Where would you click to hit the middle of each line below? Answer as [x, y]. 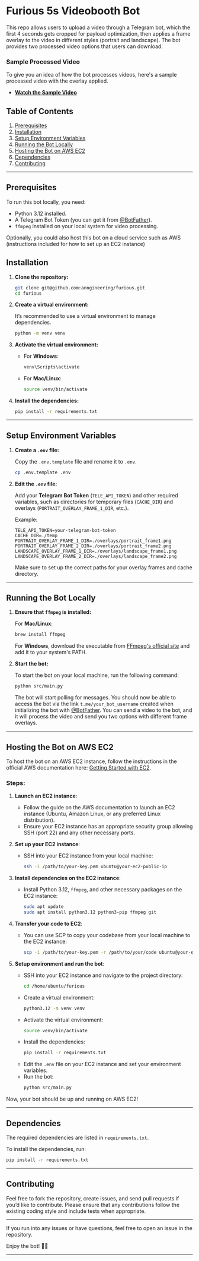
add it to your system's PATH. [51, 652]
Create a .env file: [37, 450]
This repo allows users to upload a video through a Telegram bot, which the [98, 27]
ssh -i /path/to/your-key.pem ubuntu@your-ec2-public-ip [95, 867]
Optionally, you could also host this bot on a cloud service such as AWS [94, 237]
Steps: [16, 783]
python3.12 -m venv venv [54, 1008]
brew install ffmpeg [40, 635]
